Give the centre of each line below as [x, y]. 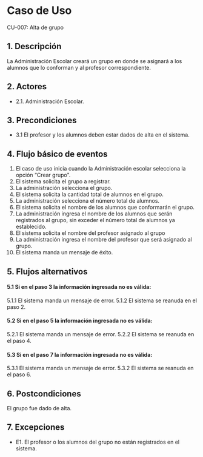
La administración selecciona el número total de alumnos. [88, 201]
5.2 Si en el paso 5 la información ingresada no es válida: [80, 321]
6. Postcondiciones [44, 394]
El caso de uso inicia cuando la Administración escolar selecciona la [101, 169]
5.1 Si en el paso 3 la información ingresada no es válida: [79, 287]
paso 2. [16, 306]
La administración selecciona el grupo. [64, 188]
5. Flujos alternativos [47, 272]
